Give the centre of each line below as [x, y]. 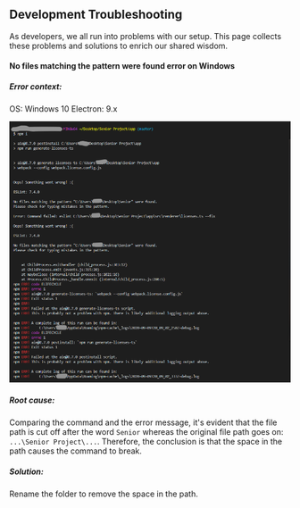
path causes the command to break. [76, 451]
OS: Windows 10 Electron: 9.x [63, 109]
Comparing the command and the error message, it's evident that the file [143, 422]
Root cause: [32, 400]
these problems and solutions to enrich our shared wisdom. [119, 46]
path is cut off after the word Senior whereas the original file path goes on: [146, 432]
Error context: [36, 87]
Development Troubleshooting [96, 15]
